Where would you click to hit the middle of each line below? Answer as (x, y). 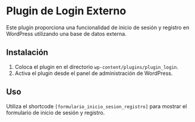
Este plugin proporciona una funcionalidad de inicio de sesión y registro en (98, 27)
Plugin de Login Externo (66, 11)
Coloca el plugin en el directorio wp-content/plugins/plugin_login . (97, 67)
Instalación (27, 53)
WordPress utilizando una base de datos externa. (66, 33)
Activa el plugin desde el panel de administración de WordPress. (94, 73)
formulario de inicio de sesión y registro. (56, 112)
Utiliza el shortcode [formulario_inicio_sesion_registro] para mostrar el (97, 106)
